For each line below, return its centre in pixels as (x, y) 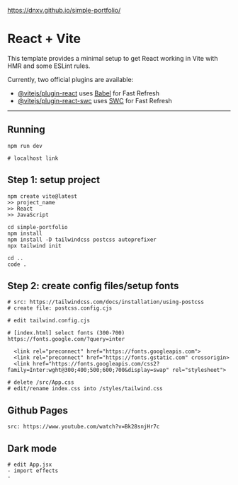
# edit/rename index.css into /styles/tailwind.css (85, 389)
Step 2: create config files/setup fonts (93, 286)
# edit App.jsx (30, 464)
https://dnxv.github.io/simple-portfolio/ (64, 10)
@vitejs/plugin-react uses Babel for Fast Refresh (89, 93)
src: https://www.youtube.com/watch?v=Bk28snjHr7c (84, 427)
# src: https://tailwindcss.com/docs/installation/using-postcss (106, 302)
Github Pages (38, 410)
